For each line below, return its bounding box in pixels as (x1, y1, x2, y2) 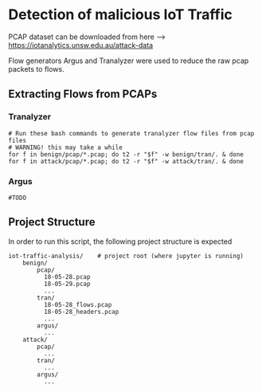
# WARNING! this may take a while (8, 143, 123, 151)
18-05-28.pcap (43, 272, 91, 280)
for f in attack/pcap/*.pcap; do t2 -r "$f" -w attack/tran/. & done (8, 157, 244, 165)
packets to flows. (8, 64, 65, 73)
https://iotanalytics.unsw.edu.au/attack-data (8, 40, 154, 49)
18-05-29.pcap (43, 280, 91, 288)
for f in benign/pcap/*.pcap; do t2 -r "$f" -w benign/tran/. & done (8, 150, 244, 159)
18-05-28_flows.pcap (43, 300, 112, 308)
